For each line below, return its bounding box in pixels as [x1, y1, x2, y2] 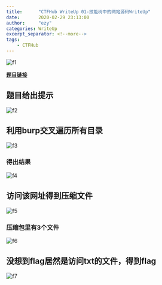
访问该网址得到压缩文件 [6, 191, 93, 201]
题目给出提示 [6, 91, 54, 101]
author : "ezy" [6, 20, 52, 26]
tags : [6, 37, 20, 43]
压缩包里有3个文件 [6, 223, 60, 232]
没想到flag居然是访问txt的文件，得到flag [6, 256, 157, 266]
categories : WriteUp [6, 25, 58, 32]
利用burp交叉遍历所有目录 [6, 125, 103, 136]
